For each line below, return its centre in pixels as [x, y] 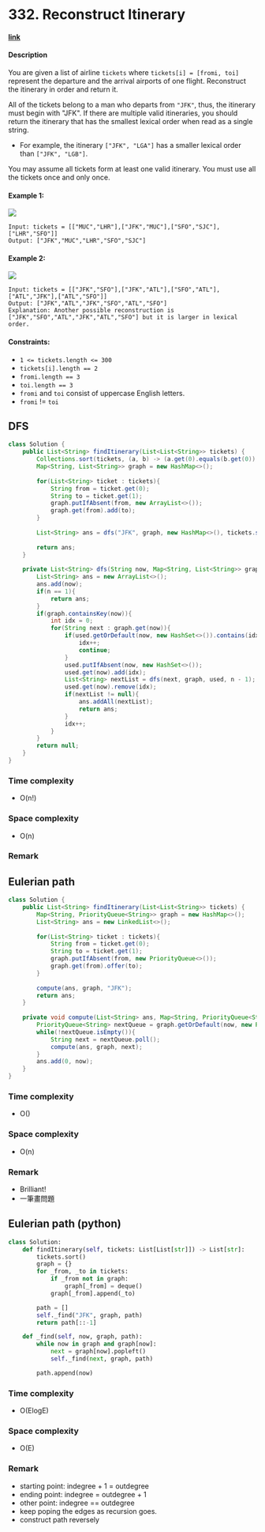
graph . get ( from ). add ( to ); [93, 511]
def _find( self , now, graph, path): [83, 1337]
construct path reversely [60, 1519]
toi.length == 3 [46, 385]
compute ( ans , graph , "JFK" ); [84, 988]
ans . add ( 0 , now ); [65, 1062]
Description [28, 55]
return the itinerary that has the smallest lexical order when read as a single [131, 121]
